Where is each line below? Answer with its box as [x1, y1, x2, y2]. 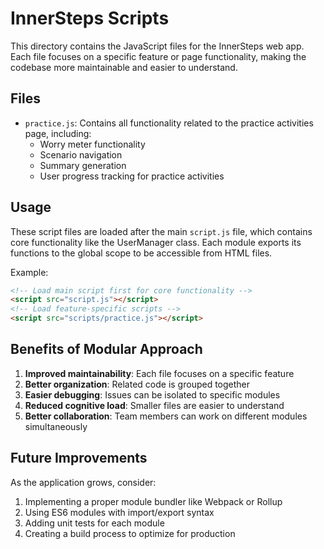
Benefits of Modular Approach [10, 341, 203, 358]
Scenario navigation [39, 148, 123, 161]
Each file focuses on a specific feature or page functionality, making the [10, 50, 307, 62]
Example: [10, 266, 49, 278]
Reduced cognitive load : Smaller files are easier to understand [24, 399, 285, 411]
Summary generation [39, 159, 127, 171]
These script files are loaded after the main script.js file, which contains [10, 225, 313, 237]
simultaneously [24, 420, 88, 432]
